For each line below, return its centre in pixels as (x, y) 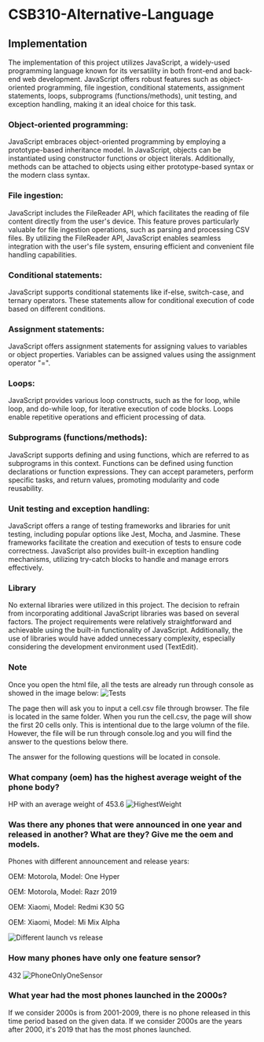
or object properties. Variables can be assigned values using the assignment (132, 355)
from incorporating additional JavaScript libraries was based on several (124, 613)
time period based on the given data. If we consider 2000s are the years (125, 1021)
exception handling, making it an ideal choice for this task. (102, 104)
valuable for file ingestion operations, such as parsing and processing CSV (129, 229)
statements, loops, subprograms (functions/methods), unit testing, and (123, 96)
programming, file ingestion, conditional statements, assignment (141, 87)
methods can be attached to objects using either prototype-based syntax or (131, 167)
